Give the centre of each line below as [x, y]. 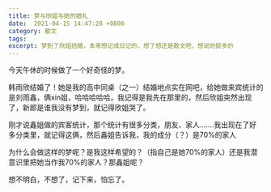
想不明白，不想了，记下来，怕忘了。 [69, 180]
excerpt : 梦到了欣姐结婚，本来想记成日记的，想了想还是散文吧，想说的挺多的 [121, 46]
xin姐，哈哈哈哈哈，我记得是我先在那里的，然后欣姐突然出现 [151, 97]
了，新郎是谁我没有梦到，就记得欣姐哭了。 [79, 108]
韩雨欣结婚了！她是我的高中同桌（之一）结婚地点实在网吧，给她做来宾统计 [132, 87]
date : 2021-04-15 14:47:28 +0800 [67, 23]
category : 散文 [33, 31]
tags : [17, 38]
